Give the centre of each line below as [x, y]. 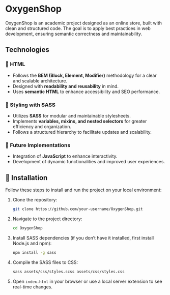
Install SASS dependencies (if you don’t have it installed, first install [83, 238]
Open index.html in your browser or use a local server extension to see [87, 281]
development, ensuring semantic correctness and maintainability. [74, 34]
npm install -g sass [34, 252]
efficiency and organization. [42, 126]
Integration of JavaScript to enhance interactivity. [65, 156]
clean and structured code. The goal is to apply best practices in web [78, 28]
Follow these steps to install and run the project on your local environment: [83, 190]
